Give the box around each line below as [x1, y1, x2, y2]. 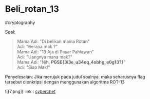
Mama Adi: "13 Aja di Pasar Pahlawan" [17, 49, 94, 55]
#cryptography [5, 20, 35, 25]
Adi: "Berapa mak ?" [17, 43, 58, 49]
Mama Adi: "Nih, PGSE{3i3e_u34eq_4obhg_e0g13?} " [17, 59, 126, 65]
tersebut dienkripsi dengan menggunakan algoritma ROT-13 [5, 79, 125, 85]
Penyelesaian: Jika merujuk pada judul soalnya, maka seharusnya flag [5, 74, 145, 79]
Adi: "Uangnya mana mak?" [17, 54, 73, 59]
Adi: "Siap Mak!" [17, 64, 50, 70]
